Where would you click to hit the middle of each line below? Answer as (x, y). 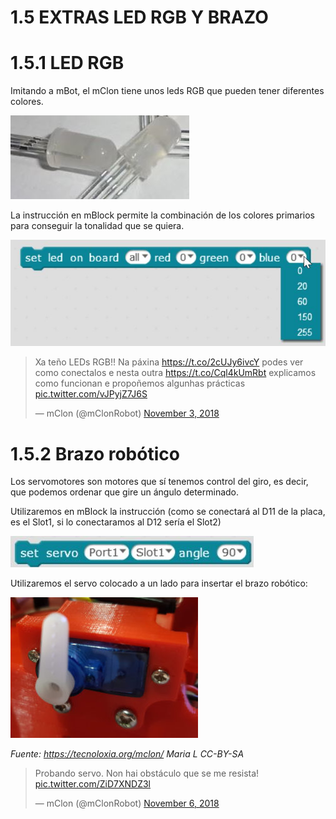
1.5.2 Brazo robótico (95, 453)
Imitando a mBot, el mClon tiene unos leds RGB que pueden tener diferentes (167, 91)
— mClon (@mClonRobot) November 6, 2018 (127, 803)
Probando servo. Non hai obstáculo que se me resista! (147, 773)
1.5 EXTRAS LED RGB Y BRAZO (139, 17)
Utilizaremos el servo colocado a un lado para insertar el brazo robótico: (159, 583)
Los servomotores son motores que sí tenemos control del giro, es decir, (159, 482)
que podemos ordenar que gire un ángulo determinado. (125, 492)
